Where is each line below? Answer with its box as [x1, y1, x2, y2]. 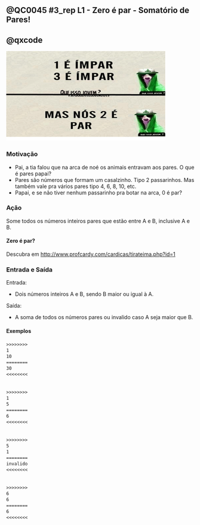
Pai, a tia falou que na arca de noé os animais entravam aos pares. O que [14, 163, 195, 171]
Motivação [6, 150, 38, 158]
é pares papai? [14, 170, 52, 177]
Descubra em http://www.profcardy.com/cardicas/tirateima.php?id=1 [6, 251, 176, 258]
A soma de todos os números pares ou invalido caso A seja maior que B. [14, 314, 193, 321]
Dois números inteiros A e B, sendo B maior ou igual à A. [14, 291, 154, 298]
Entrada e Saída [6, 265, 53, 274]
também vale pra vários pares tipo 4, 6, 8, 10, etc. [14, 183, 137, 190]
